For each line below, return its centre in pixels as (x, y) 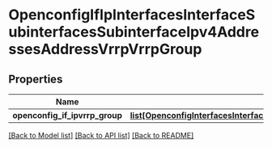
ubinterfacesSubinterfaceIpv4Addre (134, 32)
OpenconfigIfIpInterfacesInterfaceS (132, 15)
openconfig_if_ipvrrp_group (68, 115)
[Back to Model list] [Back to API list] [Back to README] (101, 135)
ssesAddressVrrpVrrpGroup (105, 49)
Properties (36, 79)
